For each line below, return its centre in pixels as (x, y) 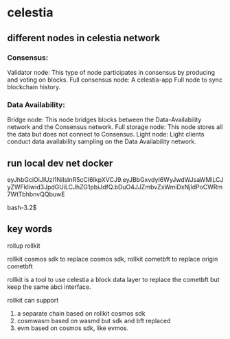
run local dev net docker (60, 163)
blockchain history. (34, 86)
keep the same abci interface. (49, 287)
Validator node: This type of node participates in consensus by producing (111, 72)
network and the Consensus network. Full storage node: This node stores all (115, 127)
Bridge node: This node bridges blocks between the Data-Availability (104, 120)
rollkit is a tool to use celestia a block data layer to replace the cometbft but (113, 279)
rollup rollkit (24, 246)
